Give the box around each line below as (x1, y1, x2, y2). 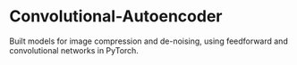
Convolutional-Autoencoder (9, 6, 223, 27)
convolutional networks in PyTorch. (9, 45, 139, 55)
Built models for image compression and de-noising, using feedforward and (9, 36, 288, 46)
